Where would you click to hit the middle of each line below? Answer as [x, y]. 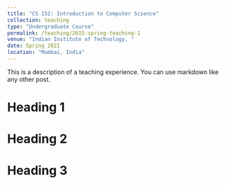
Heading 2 [37, 139]
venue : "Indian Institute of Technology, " [71, 39]
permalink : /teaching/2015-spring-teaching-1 [74, 33]
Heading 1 [36, 107]
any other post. [29, 79]
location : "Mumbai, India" [46, 53]
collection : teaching [38, 20]
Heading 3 [37, 171]
